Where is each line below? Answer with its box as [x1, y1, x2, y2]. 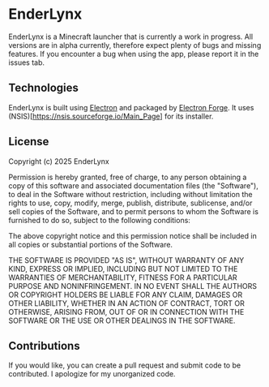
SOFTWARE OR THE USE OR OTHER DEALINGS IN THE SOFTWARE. [8, 316, 236, 325]
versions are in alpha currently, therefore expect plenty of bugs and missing [8, 40, 262, 49]
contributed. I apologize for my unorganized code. [8, 369, 176, 379]
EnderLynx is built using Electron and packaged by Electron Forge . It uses [8, 102, 254, 112]
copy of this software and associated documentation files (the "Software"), [8, 180, 259, 191]
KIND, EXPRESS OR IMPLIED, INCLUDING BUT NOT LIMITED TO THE [8, 264, 238, 273]
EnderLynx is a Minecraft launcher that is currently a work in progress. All [8, 32, 254, 41]
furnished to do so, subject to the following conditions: [8, 215, 190, 225]
